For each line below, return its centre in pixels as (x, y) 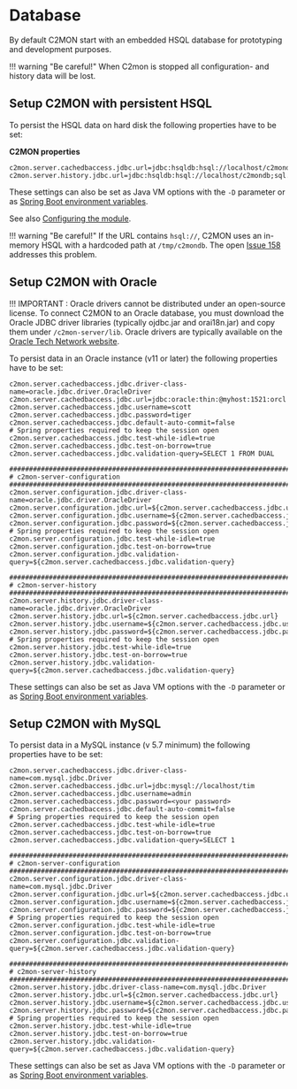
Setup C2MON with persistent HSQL (110, 104)
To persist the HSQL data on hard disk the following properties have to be (143, 125)
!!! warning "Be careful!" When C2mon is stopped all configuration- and (139, 66)
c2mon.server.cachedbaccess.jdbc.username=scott (100, 407)
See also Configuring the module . (70, 219)
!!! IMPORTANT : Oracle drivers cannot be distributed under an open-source (147, 303)
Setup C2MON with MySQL (85, 723)
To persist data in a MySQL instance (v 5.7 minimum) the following (129, 745)
